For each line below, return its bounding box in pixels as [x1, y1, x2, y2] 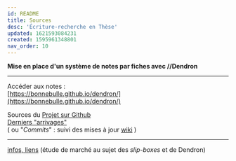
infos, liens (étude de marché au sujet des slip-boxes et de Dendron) [7, 146, 206, 154]
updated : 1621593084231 [7, 29, 77, 37]
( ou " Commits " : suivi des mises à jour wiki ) [7, 125, 137, 134]
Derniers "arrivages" [7, 118, 67, 126]
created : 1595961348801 [7, 36, 77, 43]
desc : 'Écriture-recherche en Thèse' [7, 23, 118, 30]
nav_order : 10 [7, 43, 49, 50]
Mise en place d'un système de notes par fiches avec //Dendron [7, 62, 198, 70]
